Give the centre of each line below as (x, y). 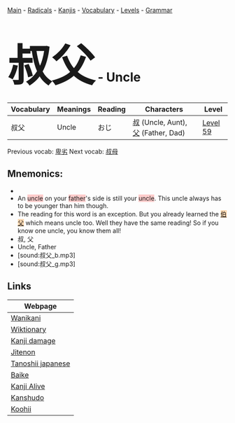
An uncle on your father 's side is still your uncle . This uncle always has (119, 198)
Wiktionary (29, 329)
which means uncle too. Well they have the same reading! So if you (122, 223)
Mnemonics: (35, 174)
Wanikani (26, 318)
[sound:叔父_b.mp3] (46, 255)
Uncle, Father (37, 247)
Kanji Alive (28, 386)
